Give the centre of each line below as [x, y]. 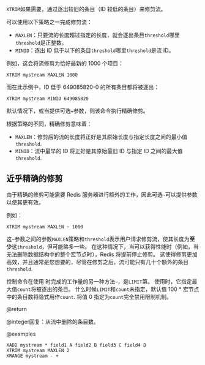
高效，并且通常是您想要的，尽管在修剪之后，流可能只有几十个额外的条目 [97, 262]
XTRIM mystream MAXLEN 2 [38, 350]
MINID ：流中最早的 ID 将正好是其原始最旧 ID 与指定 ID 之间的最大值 [99, 151]
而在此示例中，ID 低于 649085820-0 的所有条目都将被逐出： [83, 87]
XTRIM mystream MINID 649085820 [47, 99]
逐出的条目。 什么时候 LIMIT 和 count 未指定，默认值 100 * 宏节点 [120, 289]
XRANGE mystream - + [33, 356]
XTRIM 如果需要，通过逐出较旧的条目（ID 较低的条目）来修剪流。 [86, 9]
